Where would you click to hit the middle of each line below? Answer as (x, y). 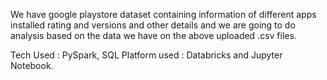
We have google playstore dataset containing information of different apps (163, 14)
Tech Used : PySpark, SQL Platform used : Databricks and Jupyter (146, 55)
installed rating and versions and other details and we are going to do (153, 25)
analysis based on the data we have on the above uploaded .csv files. (153, 35)
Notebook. (32, 65)
